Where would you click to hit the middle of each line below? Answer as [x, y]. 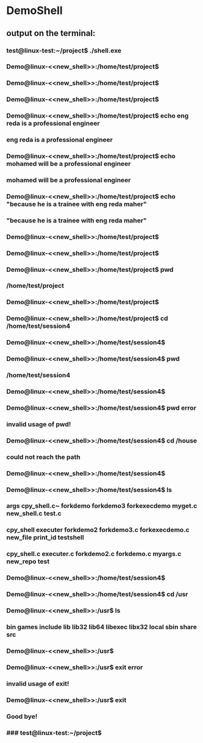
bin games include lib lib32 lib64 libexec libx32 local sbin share [101, 627]
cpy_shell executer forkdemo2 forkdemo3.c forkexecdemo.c [98, 530]
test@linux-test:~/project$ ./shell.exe [64, 51]
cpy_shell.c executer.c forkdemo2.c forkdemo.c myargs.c [94, 554]
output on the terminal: [51, 33]
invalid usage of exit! [38, 683]
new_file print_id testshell [45, 538]
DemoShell [34, 11]
